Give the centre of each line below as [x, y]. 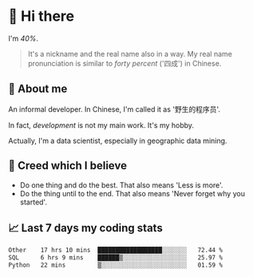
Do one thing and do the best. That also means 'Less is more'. [121, 185]
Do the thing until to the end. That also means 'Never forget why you [132, 193]
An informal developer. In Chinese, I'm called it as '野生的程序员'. [115, 109]
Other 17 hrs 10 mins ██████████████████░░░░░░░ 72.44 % [116, 251]
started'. [34, 202]
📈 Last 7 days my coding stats [86, 228]
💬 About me [38, 89]
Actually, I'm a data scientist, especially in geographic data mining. [118, 140]
